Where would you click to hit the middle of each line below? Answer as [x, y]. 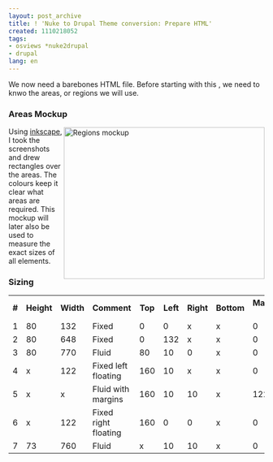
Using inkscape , [35, 132]
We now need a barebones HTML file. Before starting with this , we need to [134, 84]
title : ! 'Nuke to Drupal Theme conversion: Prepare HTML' [110, 24]
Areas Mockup [38, 114]
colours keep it [33, 184]
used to [21, 235]
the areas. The [32, 175]
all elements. [30, 261]
